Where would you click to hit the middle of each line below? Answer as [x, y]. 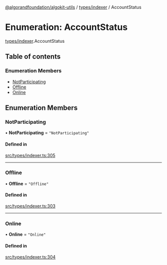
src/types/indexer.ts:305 [30, 155]
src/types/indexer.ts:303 [30, 206]
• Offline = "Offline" [27, 183]
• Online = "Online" [26, 234]
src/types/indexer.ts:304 [30, 257]
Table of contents [33, 57]
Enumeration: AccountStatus [66, 27]
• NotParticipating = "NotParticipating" [47, 133]
